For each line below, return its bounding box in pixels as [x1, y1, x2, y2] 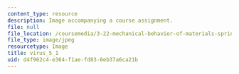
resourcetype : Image [7, 43, 69, 50]
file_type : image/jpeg [7, 37, 75, 44]
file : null [7, 23, 40, 30]
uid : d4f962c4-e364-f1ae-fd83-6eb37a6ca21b [7, 56, 139, 63]
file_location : [7, 30, 53, 37]
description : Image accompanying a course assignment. [7, 17, 174, 24]
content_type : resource [7, 10, 78, 18]
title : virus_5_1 [7, 50, 59, 57]
